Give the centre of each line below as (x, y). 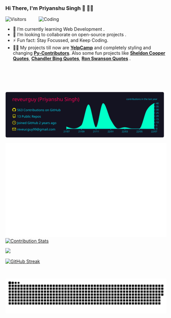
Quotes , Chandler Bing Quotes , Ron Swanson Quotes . (72, 59)
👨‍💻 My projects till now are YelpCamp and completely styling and (82, 48)
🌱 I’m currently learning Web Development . (59, 29)
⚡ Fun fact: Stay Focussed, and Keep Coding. (60, 40)
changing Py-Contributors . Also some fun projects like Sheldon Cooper (89, 53)
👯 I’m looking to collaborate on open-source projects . (69, 35)
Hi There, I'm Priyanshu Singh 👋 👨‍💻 (49, 8)
